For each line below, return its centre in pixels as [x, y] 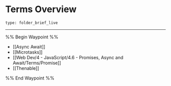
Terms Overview [41, 9]
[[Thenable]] [26, 68]
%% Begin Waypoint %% [32, 37]
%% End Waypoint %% [30, 78]
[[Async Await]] [29, 47]
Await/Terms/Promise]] [37, 63]
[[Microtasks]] [27, 52]
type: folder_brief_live [32, 23]
